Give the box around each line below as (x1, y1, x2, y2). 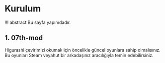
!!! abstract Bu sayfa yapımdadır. (4, 19, 71, 25)
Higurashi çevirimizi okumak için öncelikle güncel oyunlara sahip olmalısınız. (4, 47, 161, 53)
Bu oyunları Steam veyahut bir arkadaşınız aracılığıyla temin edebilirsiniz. (4, 52, 154, 58)
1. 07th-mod (4, 34, 43, 42)
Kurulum (4, 3, 41, 14)
